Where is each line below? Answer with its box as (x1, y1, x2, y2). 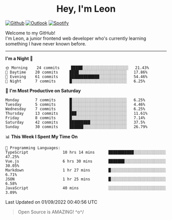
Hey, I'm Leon (56, 3, 116, 15)
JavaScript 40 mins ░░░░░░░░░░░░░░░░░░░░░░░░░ (5, 185, 166, 190)
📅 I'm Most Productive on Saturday (5, 87, 81, 93)
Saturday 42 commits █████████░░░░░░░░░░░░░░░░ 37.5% (5, 119, 145, 125)
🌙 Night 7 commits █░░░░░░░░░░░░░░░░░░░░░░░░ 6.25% (5, 79, 145, 84)
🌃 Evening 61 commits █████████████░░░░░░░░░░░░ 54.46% (5, 74, 147, 79)
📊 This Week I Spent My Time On (5, 133, 78, 139)
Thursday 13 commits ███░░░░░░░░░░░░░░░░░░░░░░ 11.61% (5, 111, 147, 116)
